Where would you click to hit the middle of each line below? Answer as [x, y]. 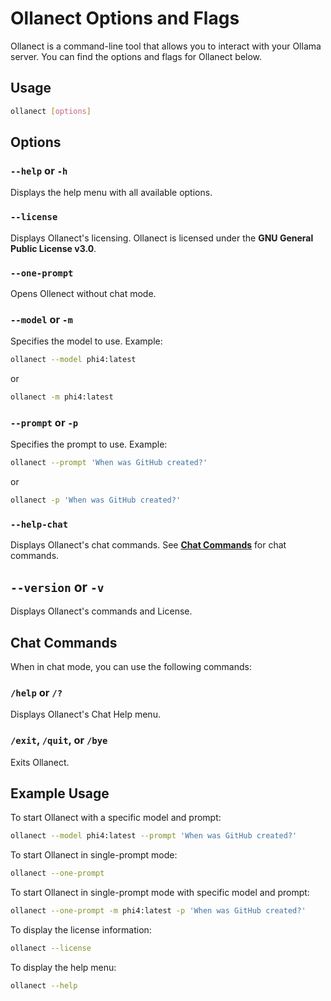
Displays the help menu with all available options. [111, 193]
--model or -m [41, 319]
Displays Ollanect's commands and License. [101, 611]
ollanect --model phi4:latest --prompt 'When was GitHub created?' [154, 836]
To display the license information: [81, 929]
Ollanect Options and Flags [125, 18]
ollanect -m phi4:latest [62, 397]
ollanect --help [44, 985]
